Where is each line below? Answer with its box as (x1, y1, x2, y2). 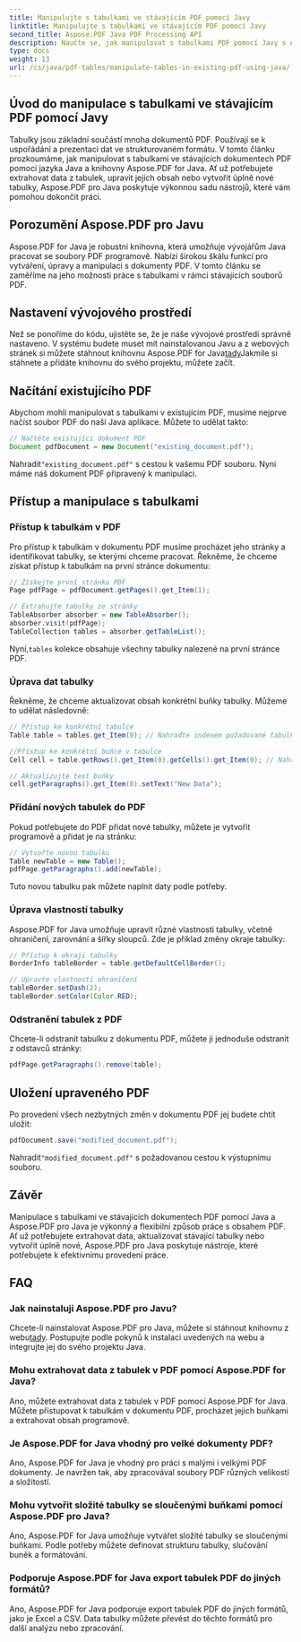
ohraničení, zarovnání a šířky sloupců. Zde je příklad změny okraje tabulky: (9, 933, 286, 944)
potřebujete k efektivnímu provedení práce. (9, 1249, 168, 1260)
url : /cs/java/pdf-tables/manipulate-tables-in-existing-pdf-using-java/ (9, 64, 291, 73)
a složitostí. (9, 1476, 52, 1487)
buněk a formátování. (9, 1550, 88, 1560)
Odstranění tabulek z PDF (9, 1013, 123, 1025)
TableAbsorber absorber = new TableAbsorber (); (9, 610, 191, 619)
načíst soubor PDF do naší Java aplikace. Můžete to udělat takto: (9, 417, 249, 428)
